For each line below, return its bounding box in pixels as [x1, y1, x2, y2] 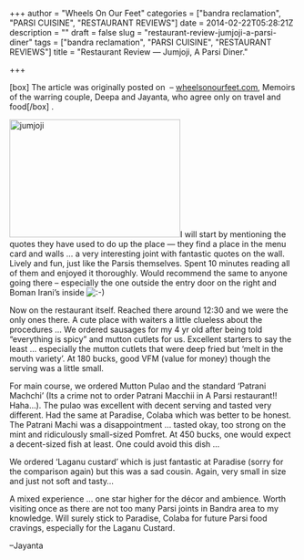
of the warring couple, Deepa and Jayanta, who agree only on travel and [9, 91, 281, 102]
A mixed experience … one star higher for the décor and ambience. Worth [9, 493, 287, 504]
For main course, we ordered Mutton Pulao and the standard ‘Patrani [9, 380, 267, 391]
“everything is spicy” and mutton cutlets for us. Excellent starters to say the [9, 334, 292, 345]
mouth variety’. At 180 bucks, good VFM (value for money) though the [9, 353, 271, 364]
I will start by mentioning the [180, 229, 287, 240]
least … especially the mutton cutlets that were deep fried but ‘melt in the [9, 344, 284, 354]
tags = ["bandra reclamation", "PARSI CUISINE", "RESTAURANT [35, 36, 272, 47]
